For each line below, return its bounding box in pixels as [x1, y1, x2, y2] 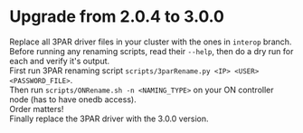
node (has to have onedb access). [9, 93, 137, 105]
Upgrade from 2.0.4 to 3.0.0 [9, 6, 224, 27]
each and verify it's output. [9, 55, 110, 66]
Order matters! [9, 103, 64, 114]
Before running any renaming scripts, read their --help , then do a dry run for [9, 45, 294, 56]
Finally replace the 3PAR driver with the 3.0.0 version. [9, 113, 210, 124]
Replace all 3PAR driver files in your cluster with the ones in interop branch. [9, 36, 292, 47]
